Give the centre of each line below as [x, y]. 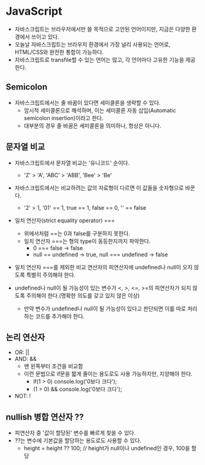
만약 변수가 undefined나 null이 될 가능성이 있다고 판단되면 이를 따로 [105, 309]
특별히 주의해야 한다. [51, 275]
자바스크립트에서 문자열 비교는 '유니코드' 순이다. [72, 163]
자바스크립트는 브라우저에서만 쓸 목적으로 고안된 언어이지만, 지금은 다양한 [102, 29]
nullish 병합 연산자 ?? [45, 417]
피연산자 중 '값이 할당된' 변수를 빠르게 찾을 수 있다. [75, 433]
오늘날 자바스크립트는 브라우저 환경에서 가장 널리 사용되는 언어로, [92, 44]
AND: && [26, 359]
